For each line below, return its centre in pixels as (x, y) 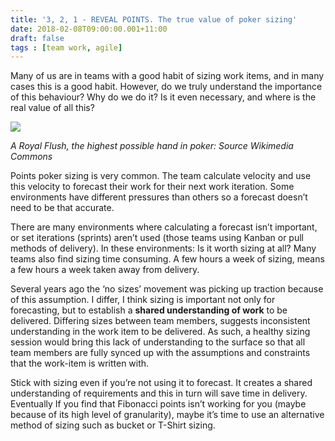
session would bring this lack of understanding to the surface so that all (158, 342)
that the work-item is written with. (80, 363)
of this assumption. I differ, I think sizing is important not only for (143, 300)
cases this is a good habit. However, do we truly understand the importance (166, 87)
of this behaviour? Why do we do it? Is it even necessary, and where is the (163, 97)
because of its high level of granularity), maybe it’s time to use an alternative (167, 415)
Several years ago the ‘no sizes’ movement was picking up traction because (167, 289)
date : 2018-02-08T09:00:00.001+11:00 (89, 29)
